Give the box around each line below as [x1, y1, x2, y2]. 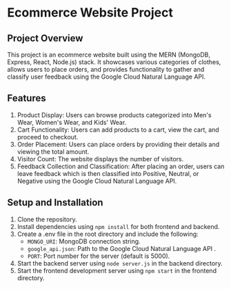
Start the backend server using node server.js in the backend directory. [17, 259, 223, 267]
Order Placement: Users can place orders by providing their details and [17, 140, 220, 148]
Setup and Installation [7, 197, 103, 208]
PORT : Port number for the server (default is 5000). [27, 252, 170, 260]
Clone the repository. [17, 215, 77, 223]
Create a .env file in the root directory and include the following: [17, 230, 199, 238]
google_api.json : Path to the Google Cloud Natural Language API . [27, 244, 216, 252]
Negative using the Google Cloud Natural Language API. [17, 177, 177, 185]
